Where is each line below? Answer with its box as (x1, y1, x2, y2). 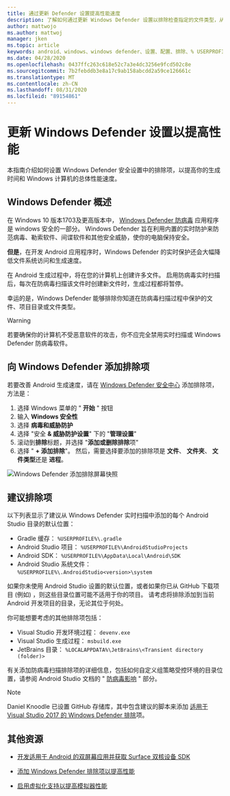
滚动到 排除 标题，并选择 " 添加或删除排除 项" (16, 438, 139, 446)
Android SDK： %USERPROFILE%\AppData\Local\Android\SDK (16, 552, 181, 560)
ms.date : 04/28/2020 (7, 55, 66, 62)
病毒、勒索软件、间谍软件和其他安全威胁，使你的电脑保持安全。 (12, 233, 193, 241)
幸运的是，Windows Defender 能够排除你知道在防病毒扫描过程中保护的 (7, 294, 207, 302)
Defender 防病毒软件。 (7, 339, 72, 347)
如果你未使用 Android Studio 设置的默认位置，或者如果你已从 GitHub (7, 582, 200, 590)
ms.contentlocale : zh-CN (7, 80, 78, 87)
